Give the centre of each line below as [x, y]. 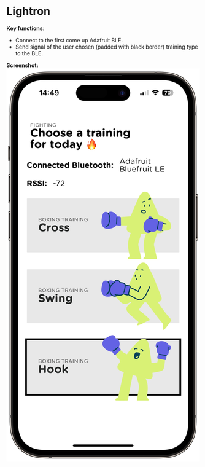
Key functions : [25, 28]
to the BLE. [29, 53]
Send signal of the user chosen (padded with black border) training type [106, 47]
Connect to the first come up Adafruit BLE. [69, 40]
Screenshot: [22, 65]
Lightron [29, 11]
